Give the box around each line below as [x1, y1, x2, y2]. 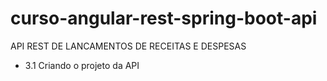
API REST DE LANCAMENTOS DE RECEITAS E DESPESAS [10, 40, 247, 52]
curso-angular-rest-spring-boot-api [10, 7, 318, 30]
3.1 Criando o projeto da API [24, 59, 140, 71]
